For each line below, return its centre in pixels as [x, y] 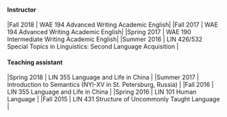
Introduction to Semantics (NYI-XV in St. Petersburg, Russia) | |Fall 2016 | [110, 85]
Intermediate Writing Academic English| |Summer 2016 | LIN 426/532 [105, 39]
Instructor [22, 10]
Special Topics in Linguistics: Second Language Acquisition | [93, 47]
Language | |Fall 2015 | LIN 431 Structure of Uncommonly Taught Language [113, 99]
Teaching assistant [35, 62]
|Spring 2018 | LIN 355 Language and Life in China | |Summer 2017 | [103, 77]
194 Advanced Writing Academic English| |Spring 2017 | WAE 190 [99, 32]
